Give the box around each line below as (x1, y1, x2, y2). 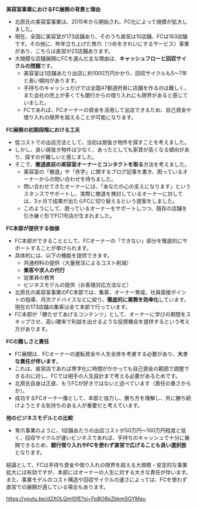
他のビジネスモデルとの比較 (6, 415, 74, 421)
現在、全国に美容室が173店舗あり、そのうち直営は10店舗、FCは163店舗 (14, 33, 188, 40)
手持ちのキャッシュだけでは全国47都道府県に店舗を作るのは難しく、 (23, 85, 190, 91)
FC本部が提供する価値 (6, 225, 60, 232)
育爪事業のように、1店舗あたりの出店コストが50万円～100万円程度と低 (14, 427, 186, 434)
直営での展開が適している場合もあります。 (6, 483, 109, 490)
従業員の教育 (23, 274, 55, 281)
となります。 (14, 449, 45, 456)
